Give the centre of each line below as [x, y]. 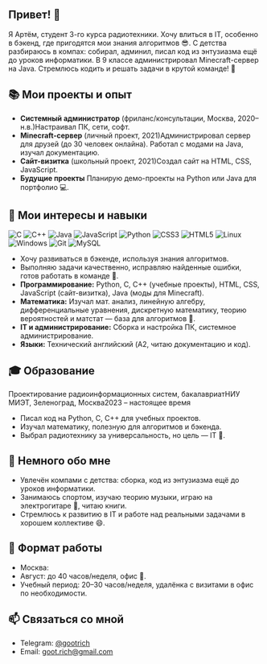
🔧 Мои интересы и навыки [78, 215]
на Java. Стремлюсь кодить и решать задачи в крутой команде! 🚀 [122, 68]
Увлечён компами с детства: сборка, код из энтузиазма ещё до [129, 480]
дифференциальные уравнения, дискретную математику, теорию [133, 310]
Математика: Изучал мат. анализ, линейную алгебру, [113, 302]
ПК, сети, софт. [104, 126]
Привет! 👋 [35, 15]
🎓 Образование [51, 371]
